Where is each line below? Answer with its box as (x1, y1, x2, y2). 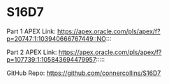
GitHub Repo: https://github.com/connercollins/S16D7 (6, 69, 161, 77)
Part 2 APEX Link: (6, 48, 57, 56)
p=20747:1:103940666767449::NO (6, 34, 106, 42)
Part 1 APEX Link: (6, 27, 57, 35)
